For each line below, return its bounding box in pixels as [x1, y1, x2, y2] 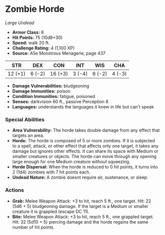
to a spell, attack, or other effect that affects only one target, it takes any [12, 143, 159, 149]
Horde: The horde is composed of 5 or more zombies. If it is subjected [12, 138, 155, 144]
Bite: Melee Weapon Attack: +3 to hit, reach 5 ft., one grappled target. [12, 213, 154, 220]
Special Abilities [5, 116, 45, 123]
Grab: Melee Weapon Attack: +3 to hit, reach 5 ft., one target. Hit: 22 [12, 198, 151, 204]
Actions [5, 187, 25, 194]
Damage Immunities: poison [12, 88, 71, 94]
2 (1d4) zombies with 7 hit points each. [12, 169, 91, 175]
